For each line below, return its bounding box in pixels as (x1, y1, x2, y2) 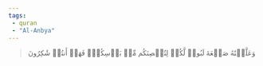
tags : (8, 11, 26, 20)
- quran (11, 19, 37, 27)
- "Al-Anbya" (11, 26, 56, 34)
